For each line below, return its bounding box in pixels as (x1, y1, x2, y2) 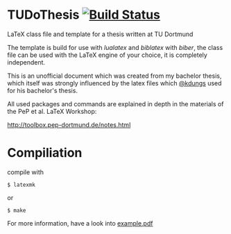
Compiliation (7, 145, 83, 161)
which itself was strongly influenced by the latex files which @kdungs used (7, 78, 222, 87)
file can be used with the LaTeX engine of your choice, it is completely (7, 51, 208, 59)
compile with (7, 167, 44, 176)
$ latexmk (7, 181, 36, 188)
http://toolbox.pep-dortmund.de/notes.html (7, 120, 131, 128)
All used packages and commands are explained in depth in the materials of (7, 99, 224, 108)
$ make (7, 207, 26, 214)
